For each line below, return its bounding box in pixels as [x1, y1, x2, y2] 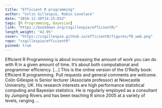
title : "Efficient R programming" [5, 7, 75, 12]
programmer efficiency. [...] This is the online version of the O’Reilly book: [5, 66, 152, 73]
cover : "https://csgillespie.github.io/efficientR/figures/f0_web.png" [5, 34, 153, 39]
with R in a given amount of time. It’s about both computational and [5, 62, 139, 67]
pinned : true [5, 43, 32, 48]
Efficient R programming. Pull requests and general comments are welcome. [5, 72, 157, 77]
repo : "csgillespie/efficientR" [5, 39, 70, 44]
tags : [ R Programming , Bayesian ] [5, 20, 73, 26]
